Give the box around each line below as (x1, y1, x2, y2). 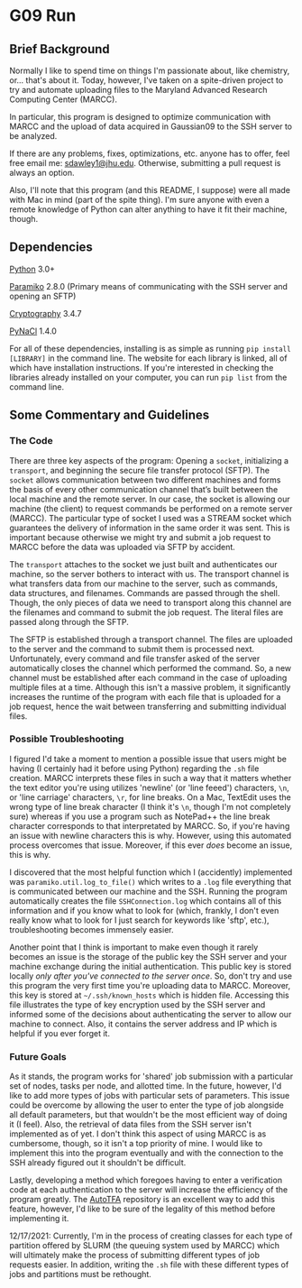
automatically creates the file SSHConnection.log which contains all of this (9, 895, 282, 906)
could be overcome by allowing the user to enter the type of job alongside (9, 1099, 284, 1110)
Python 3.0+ (9, 263, 56, 274)
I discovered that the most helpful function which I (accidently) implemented (9, 867, 293, 878)
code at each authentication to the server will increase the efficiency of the (9, 1184, 288, 1195)
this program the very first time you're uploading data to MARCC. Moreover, (9, 980, 291, 990)
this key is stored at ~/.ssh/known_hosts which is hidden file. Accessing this (9, 989, 290, 1000)
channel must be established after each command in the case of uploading (9, 672, 288, 683)
